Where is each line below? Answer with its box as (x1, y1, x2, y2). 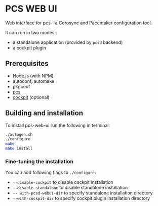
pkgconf (12, 83, 30, 89)
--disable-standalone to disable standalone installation (12, 185, 128, 191)
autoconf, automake (12, 78, 55, 84)
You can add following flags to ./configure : (5, 170, 96, 176)
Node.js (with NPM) (12, 73, 54, 79)
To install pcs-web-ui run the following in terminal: (5, 122, 110, 128)
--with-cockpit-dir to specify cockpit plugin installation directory (12, 195, 150, 201)
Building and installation (5, 109, 84, 118)
